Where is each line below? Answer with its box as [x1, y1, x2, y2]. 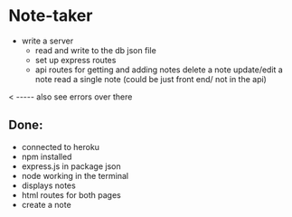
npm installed [21, 151, 72, 162]
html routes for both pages [21, 189, 121, 200]
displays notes [21, 180, 76, 191]
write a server [21, 35, 74, 46]
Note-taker [8, 5, 93, 26]
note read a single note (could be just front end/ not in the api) [34, 73, 268, 84]
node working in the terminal [21, 170, 128, 181]
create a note [21, 199, 71, 210]
